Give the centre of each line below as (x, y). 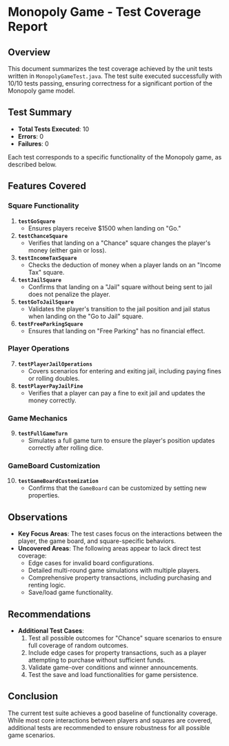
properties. (44, 495)
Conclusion (33, 697)
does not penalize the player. (69, 294)
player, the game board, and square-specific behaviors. (97, 541)
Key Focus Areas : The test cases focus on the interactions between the (120, 534)
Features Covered (47, 186)
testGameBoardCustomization (58, 481)
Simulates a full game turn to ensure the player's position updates (121, 441)
